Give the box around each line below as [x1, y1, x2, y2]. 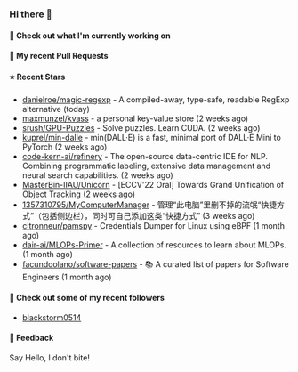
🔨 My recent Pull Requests [9, 51, 109, 61]
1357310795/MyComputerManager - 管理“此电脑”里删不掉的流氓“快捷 [21, 199, 278, 210]
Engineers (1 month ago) [21, 271, 112, 283]
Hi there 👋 [9, 8, 53, 20]
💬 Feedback [9, 333, 54, 344]
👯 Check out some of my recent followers [9, 292, 165, 303]
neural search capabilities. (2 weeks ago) [21, 170, 173, 181]
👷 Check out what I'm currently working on [9, 30, 171, 41]
